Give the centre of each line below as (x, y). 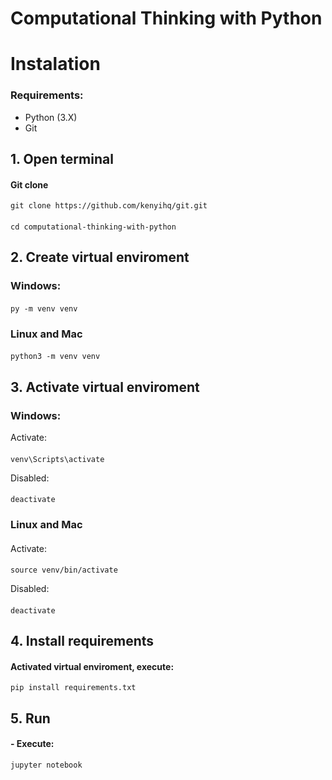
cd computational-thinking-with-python (93, 227)
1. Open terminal (62, 159)
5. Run (30, 718)
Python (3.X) (51, 117)
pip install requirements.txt (73, 688)
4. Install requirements (82, 641)
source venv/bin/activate (64, 570)
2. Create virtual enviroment (100, 257)
